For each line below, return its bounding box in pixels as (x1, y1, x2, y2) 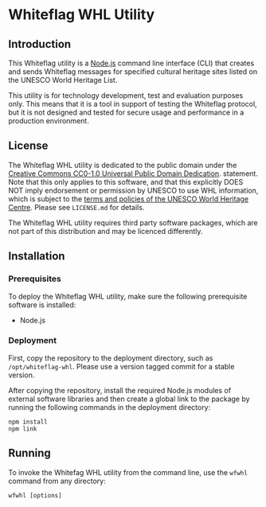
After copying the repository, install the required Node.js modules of (8, 385, 232, 395)
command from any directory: (8, 476, 106, 486)
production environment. (8, 116, 89, 125)
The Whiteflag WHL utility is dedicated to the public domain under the (8, 160, 237, 170)
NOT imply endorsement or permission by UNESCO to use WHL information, (8, 185, 259, 195)
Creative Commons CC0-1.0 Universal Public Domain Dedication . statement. (8, 169, 259, 178)
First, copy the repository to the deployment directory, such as (8, 353, 213, 363)
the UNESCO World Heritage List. (8, 76, 118, 84)
